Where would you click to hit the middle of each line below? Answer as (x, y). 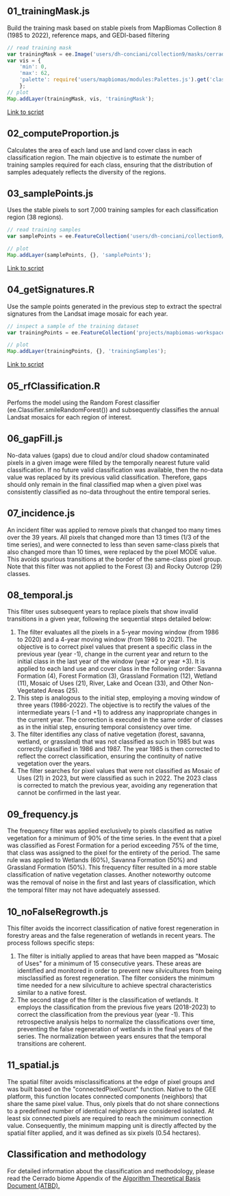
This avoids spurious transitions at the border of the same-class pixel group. (115, 559)
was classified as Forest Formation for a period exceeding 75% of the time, (113, 846)
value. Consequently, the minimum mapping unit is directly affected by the (112, 1125)
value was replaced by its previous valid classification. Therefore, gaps (107, 477)
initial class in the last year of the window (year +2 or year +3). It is (111, 661)
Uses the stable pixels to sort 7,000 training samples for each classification (113, 210)
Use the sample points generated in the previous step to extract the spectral (115, 306)
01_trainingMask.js (49, 11)
